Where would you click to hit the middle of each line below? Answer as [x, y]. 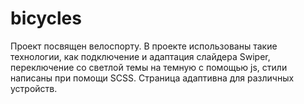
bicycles [46, 18]
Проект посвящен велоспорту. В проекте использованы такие [144, 46]
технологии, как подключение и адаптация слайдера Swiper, [140, 56]
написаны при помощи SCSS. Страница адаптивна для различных [152, 78]
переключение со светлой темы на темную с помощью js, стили [149, 67]
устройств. [34, 88]
